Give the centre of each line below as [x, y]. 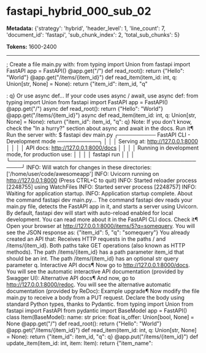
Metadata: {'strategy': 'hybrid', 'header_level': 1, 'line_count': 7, [86, 28]
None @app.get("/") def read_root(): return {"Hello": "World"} [84, 324]
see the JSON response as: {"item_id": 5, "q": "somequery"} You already [98, 232]
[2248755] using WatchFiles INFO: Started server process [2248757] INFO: [101, 187]
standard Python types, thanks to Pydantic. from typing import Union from [100, 304]
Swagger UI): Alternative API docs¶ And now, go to [71, 278]
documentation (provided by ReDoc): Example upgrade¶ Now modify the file [103, 291]
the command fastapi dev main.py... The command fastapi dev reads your [100, 200]
